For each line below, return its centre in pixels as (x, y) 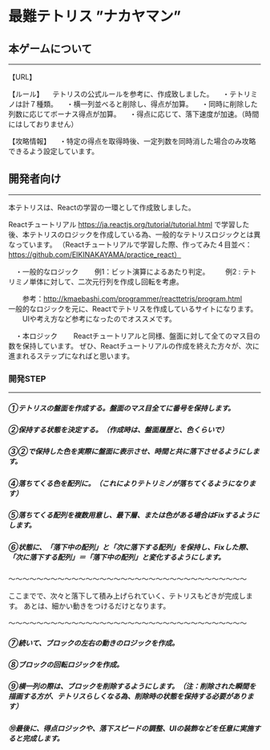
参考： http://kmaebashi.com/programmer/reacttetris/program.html (132, 299)
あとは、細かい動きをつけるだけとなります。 (97, 605)
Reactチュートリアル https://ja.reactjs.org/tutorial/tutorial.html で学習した (129, 224)
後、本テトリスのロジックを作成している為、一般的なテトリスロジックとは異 (135, 234)
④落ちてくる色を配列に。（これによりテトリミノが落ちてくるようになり (129, 483)
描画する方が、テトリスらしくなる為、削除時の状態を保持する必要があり (127, 696)
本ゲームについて (50, 49)
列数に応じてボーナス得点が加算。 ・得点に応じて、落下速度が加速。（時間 (134, 114)
